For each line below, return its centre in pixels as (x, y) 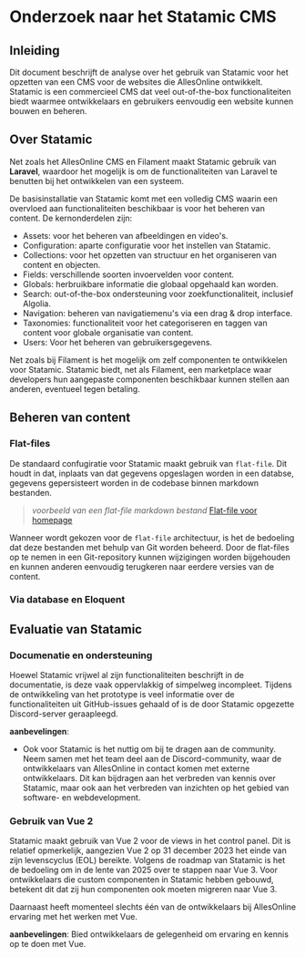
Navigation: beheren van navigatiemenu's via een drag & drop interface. (158, 313)
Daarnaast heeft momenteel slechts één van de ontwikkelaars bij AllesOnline (153, 907)
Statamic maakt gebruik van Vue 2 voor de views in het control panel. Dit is (150, 841)
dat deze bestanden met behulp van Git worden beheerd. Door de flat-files (149, 547)
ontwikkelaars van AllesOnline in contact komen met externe (136, 768)
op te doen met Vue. (48, 944)
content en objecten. (61, 264)
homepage (52, 520)
